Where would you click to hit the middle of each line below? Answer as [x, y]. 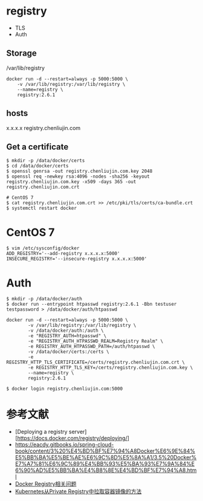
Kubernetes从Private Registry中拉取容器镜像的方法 [78, 491]
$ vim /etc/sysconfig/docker [43, 248]
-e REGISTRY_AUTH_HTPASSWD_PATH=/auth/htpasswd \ [92, 347]
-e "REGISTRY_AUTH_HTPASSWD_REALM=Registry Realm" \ [96, 341]
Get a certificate [37, 147]
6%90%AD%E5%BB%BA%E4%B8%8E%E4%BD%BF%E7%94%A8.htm [106, 470]
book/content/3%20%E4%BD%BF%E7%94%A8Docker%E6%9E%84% [105, 451]
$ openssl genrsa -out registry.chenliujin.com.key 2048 [79, 171]
